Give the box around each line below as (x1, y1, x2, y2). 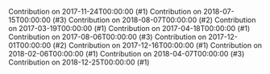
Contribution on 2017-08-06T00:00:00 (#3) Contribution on (8, 32, 207, 41)
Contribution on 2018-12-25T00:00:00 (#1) (8, 57, 150, 67)
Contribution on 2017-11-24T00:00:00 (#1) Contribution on (8, 7, 202, 16)
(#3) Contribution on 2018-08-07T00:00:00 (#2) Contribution (52, 15, 256, 25)
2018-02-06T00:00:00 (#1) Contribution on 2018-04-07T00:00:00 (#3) (8, 49, 245, 58)
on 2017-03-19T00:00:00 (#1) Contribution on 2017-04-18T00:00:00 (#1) (8, 24, 251, 33)
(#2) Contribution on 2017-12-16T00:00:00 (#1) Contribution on (52, 41, 263, 50)
